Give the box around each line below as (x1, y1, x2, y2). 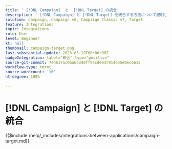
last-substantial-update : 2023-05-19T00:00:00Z (5, 50, 109, 55)
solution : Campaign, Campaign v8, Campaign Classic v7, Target (5, 17, 143, 22)
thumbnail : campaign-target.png (5, 46, 74, 51)
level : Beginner (5, 36, 40, 41)
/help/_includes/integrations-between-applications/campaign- (28, 132, 160, 138)
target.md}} (5, 138, 30, 144)
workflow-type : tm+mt (5, 65, 52, 70)
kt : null (5, 41, 24, 46)
